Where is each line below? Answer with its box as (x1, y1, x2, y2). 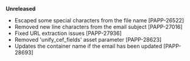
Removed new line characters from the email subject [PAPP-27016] (14, 24, 183, 30)
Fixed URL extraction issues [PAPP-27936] (14, 30, 122, 37)
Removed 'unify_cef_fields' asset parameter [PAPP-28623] (14, 36, 162, 43)
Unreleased (5, 5, 36, 12)
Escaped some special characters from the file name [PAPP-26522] (14, 17, 185, 24)
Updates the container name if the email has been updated (14, 42, 163, 50)
